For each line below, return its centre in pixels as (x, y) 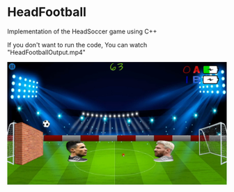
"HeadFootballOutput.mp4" (46, 52)
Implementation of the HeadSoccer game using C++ (82, 31)
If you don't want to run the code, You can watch (77, 45)
